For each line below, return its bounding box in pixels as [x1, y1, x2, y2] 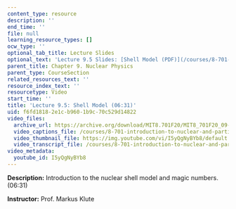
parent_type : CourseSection [7, 69, 90, 76]
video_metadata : [7, 148, 55, 155]
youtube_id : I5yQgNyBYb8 [13, 154, 86, 162]
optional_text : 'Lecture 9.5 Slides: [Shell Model [7, 56, 159, 63]
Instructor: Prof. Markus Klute [7, 194, 95, 203]
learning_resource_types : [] [7, 37, 93, 44]
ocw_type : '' [7, 43, 46, 50]
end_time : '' [7, 23, 46, 30]
